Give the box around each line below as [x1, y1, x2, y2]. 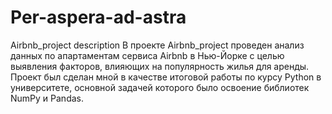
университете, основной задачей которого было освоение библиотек [10, 81, 310, 93]
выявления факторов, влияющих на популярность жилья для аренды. [10, 60, 310, 72]
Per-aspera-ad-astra [10, 6, 187, 29]
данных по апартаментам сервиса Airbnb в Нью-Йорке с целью [10, 49, 285, 61]
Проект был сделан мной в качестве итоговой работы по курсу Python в [10, 71, 322, 83]
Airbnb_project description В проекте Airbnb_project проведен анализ [10, 39, 305, 51]
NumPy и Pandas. [10, 92, 84, 104]
